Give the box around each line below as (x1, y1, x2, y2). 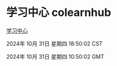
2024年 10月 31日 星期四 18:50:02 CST (6, 40, 103, 47)
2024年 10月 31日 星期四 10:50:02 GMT (6, 53, 105, 60)
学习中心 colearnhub (6, 5, 112, 20)
